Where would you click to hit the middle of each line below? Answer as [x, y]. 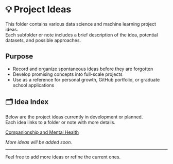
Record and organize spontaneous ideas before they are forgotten [83, 69]
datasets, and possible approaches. [43, 40]
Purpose [19, 57]
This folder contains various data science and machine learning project [81, 24]
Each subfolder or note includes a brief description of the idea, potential [82, 35]
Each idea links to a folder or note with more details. [60, 122]
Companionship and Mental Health [42, 132]
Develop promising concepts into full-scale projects [67, 74]
